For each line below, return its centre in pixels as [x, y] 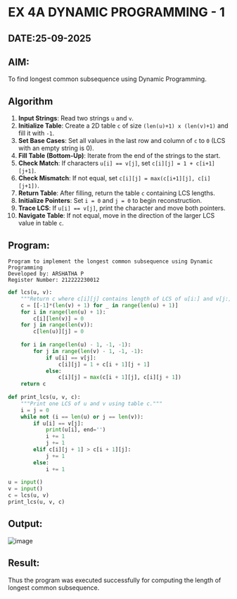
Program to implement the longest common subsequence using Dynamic [110, 261]
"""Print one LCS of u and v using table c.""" [91, 403]
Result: [24, 563]
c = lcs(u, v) [29, 495]
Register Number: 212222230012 [54, 280]
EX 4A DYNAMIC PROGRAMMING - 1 [117, 12]
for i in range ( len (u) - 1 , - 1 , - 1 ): [76, 345]
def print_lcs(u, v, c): [44, 397]
